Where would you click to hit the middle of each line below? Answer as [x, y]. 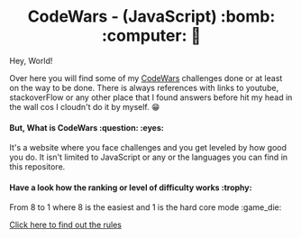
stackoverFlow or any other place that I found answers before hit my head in [151, 97]
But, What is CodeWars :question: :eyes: [87, 127]
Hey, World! [31, 60]
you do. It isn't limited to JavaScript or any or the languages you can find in [149, 157]
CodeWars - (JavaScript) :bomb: [151, 17]
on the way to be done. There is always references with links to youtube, [144, 87]
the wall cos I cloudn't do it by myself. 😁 [85, 106]
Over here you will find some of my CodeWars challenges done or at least [146, 78]
